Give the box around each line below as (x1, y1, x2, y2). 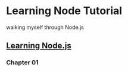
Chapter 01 (6, 58, 39, 67)
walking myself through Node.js (6, 24, 85, 31)
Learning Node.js (6, 41, 71, 51)
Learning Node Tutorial (6, 4, 123, 18)
